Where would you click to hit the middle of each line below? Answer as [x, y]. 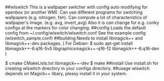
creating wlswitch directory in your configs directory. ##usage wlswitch [77, 68]
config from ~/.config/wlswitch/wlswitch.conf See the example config [75, 33]
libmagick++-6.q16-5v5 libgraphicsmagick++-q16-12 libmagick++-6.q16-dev [82, 49]
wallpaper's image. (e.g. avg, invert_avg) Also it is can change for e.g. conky [82, 22]
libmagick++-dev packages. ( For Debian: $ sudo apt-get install [69, 43]
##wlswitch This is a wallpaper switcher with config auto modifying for [76, 7]
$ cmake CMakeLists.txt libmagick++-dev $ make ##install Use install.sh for [82, 63]
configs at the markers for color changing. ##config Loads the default [75, 28]
